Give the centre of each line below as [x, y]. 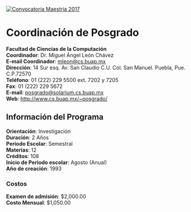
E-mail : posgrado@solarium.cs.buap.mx [55, 92]
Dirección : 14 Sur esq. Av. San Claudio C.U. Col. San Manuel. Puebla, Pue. [96, 67]
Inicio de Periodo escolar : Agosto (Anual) [57, 162]
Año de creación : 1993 [34, 168]
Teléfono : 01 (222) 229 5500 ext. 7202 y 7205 [62, 80]
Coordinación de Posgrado [73, 33]
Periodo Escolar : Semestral [40, 143]
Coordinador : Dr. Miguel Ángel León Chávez [60, 55]
